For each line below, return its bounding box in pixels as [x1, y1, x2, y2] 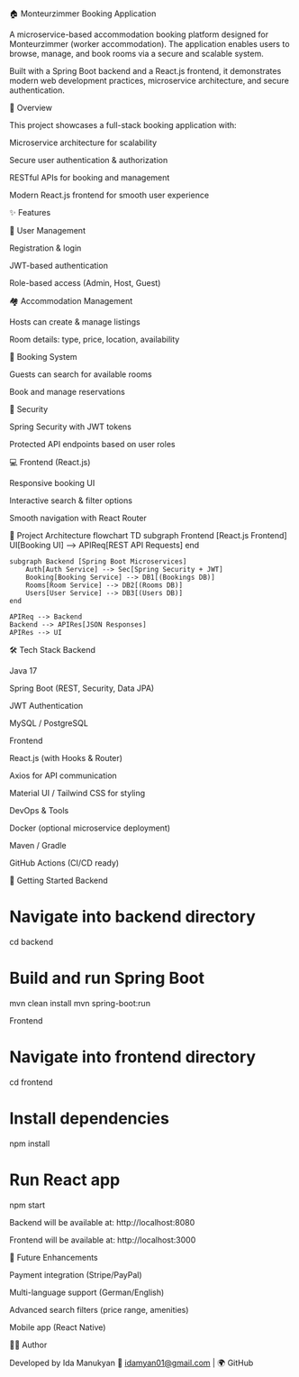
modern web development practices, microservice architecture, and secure [9, 76, 290, 86]
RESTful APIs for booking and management [9, 172, 170, 183]
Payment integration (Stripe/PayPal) [9, 1269, 142, 1280]
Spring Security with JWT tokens [9, 421, 132, 432]
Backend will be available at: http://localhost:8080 [9, 1216, 195, 1227]
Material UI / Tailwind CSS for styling [9, 788, 146, 798]
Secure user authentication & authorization [9, 155, 168, 165]
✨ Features [9, 207, 51, 217]
